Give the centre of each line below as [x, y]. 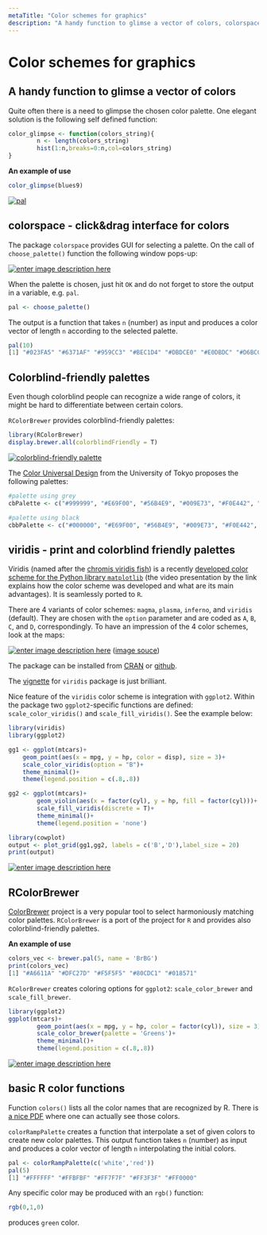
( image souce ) [136, 650]
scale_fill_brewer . [40, 997]
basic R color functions [67, 1088]
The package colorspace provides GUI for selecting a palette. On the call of [131, 245]
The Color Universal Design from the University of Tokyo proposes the [124, 473]
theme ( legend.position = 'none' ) [92, 823]
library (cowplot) [37, 838]
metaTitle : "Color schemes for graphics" [78, 15]
